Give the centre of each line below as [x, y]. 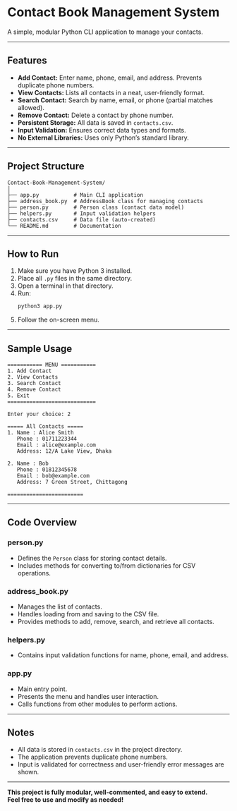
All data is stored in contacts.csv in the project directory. [100, 750]
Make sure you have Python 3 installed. [75, 271]
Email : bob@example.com [53, 476]
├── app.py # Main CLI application [75, 195]
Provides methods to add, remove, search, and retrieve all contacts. [116, 622]
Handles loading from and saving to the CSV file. [88, 614]
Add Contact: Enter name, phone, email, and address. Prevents [110, 78]
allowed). [31, 107]
